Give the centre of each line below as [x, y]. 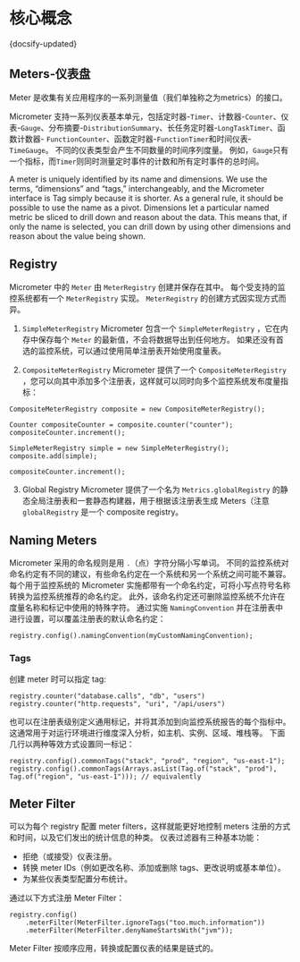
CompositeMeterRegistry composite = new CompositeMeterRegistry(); [137, 409]
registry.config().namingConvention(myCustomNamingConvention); [131, 636]
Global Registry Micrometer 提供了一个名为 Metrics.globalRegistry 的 [151, 490]
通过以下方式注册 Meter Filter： [67, 898]
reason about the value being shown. [77, 236]
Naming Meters [53, 540]
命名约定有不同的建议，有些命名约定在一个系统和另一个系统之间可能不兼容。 [150, 575]
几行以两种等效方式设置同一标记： [72, 744]
